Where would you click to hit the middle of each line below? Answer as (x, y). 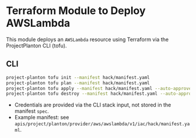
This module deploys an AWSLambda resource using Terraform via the (87, 39)
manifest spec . (32, 111)
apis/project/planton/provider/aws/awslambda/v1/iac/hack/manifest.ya (102, 124)
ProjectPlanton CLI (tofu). (36, 46)
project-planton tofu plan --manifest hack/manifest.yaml (78, 83)
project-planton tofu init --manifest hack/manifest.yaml (78, 77)
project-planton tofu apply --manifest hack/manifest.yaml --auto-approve (99, 88)
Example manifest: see (42, 118)
